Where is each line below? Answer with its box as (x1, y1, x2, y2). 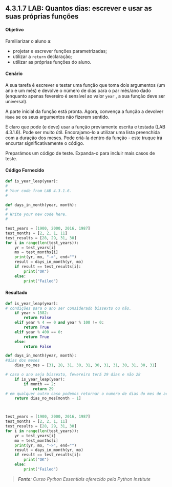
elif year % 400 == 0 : (14, 329, 63, 334)
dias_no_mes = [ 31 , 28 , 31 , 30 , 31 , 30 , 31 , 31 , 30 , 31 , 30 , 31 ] (14, 363, 157, 368)
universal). (5, 98, 28, 104)
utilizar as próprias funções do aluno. (12, 59, 92, 65)
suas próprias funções (5, 12, 79, 21)
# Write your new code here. (5, 212, 68, 217)
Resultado (5, 290, 28, 296)
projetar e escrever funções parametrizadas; (12, 48, 107, 54)
